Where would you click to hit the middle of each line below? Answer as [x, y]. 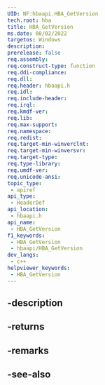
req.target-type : [33, 157]
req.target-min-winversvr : [47, 151]
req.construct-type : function [51, 66]
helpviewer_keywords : [39, 268]
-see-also [29, 375]
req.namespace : [29, 131]
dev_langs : [23, 255]
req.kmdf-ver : [28, 112]
